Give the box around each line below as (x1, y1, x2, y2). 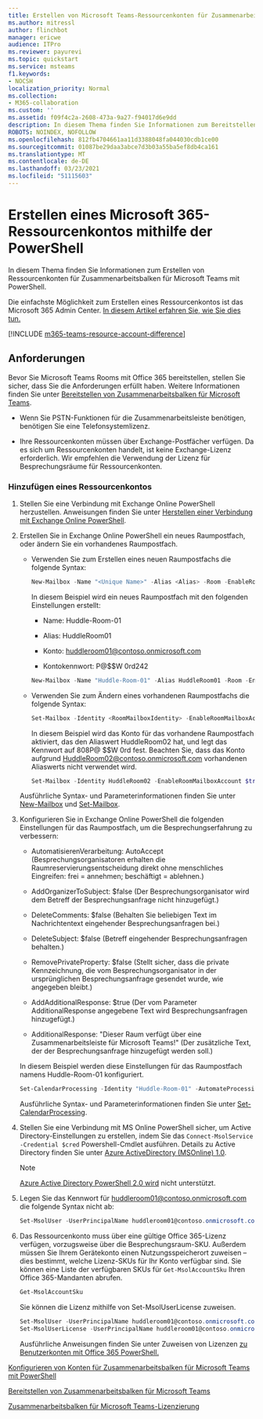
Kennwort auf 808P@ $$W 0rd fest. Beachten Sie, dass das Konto (31, 745, 245, 755)
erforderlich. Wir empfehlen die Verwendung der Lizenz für (19, 453, 211, 463)
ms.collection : (8, 92, 58, 100)
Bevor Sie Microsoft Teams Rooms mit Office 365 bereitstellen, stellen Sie (8, 372, 246, 382)
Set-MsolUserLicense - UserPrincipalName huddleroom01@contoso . (19, 1325, 231, 1333)
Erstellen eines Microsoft (8, 206, 175, 224)
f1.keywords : (8, 70, 51, 78)
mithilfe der (135, 223, 213, 240)
